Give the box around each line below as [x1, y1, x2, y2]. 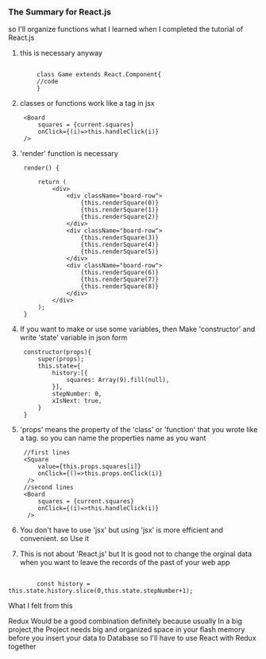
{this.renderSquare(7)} [80, 275, 159, 284]
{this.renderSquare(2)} [80, 213, 159, 221]
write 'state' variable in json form [19, 333, 128, 342]
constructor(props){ [23, 349, 91, 357]
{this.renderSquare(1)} [80, 206, 159, 214]
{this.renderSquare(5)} [80, 248, 159, 256]
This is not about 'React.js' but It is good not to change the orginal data [19, 549, 253, 559]
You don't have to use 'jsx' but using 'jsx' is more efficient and [19, 525, 224, 535]
